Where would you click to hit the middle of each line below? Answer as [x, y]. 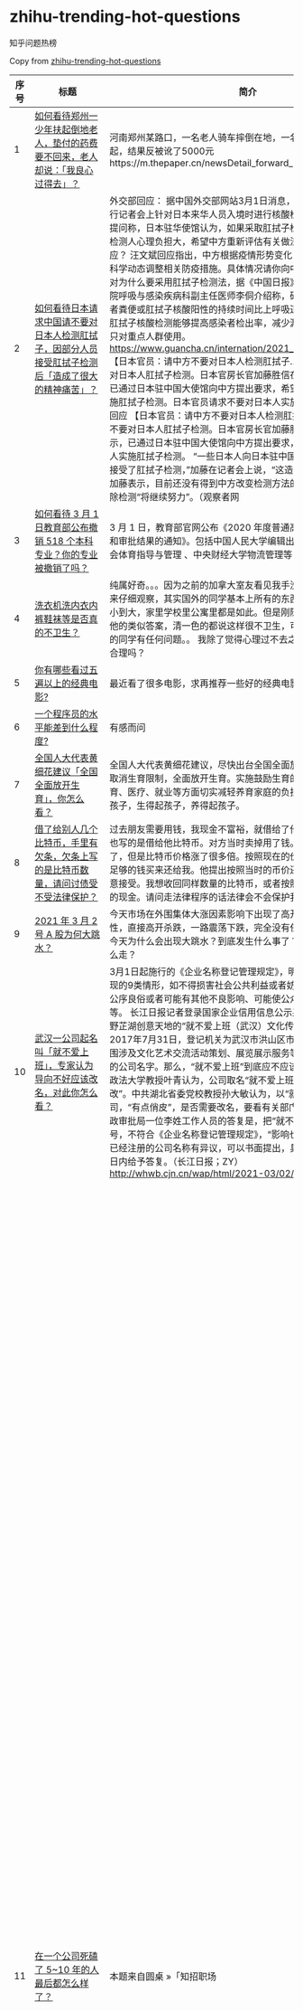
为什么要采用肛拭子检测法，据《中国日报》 [209, 282]
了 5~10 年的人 [67, 1969]
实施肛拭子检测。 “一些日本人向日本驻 [198, 456]
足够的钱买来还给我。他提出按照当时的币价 [200, 870]
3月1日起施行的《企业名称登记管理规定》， [199, 971]
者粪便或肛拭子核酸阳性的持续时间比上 [191, 309]
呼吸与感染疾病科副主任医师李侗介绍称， [204, 296]
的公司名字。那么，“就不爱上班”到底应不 [195, 1066]
